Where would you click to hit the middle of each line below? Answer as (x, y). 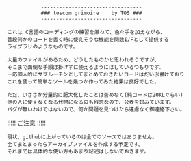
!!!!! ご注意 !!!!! (27, 123)
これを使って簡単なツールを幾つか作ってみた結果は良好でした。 (83, 82)
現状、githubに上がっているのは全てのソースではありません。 (82, 137)
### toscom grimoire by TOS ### (91, 13)
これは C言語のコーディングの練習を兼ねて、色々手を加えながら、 (86, 32)
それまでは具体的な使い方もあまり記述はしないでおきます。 (78, 151)
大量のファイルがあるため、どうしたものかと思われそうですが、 (83, 60)
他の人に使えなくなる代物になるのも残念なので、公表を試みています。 (91, 102)
